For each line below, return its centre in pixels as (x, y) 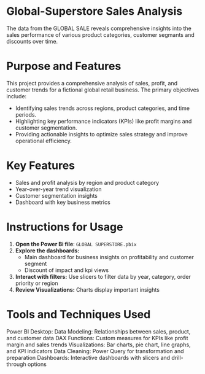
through (16, 364)
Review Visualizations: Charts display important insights (87, 289)
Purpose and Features (64, 66)
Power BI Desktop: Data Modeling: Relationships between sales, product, (99, 331)
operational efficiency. (44, 141)
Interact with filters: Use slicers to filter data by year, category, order (103, 276)
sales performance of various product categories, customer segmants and (100, 34)
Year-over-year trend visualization (58, 189)
